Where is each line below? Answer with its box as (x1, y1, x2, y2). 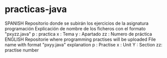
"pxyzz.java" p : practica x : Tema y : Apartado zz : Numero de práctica (5, 31, 152, 37)
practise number (5, 47, 39, 53)
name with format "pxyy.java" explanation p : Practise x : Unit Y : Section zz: (5, 41, 162, 47)
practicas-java (5, 4, 67, 15)
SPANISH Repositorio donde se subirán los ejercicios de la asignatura (5, 20, 149, 26)
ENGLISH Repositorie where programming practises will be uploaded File (5, 36, 156, 42)
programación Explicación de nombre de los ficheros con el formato (5, 25, 146, 31)
